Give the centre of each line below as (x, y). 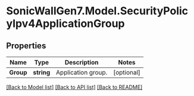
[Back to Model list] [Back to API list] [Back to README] (74, 87)
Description (82, 62)
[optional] (127, 72)
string (42, 72)
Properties (26, 46)
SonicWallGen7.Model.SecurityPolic (97, 11)
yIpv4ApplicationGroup (65, 24)
